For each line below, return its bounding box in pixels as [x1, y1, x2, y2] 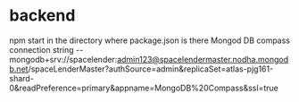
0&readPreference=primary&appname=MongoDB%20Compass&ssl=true [9, 82, 278, 93]
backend [9, 5, 76, 26]
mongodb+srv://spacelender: [9, 54, 118, 64]
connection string [9, 44, 74, 55]
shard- [9, 72, 34, 83]
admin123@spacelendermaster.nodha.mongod [117, 54, 288, 64]
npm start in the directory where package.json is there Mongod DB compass [9, 35, 291, 46]
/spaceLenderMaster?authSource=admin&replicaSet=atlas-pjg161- [28, 64, 274, 74]
